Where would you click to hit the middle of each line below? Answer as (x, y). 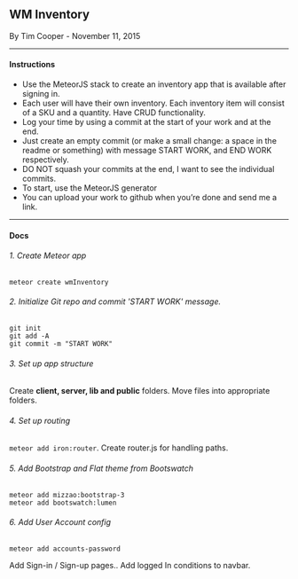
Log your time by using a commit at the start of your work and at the (147, 122)
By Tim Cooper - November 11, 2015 (75, 35)
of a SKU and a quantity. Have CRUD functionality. (114, 113)
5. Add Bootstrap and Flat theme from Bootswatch (101, 468)
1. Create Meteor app (48, 255)
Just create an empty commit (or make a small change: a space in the (149, 141)
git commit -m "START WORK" (61, 344)
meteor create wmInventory (59, 282)
